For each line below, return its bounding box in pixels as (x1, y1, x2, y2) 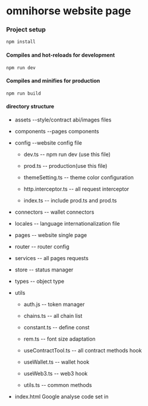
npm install (6, 39, 36, 45)
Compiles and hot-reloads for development (6, 52, 115, 59)
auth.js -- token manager (23, 301, 85, 308)
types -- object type (14, 278, 64, 285)
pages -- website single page (14, 232, 87, 239)
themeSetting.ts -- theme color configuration (23, 174, 134, 181)
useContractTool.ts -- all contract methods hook (23, 347, 142, 354)
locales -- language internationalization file (14, 220, 120, 227)
